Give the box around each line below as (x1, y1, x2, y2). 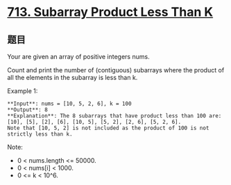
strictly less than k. (7, 131, 73, 138)
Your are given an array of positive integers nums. (7, 53, 151, 61)
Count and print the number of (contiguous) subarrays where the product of (7, 66, 225, 74)
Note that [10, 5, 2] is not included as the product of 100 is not (7, 124, 209, 131)
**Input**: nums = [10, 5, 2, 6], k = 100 (7, 100, 132, 107)
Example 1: (7, 87, 38, 95)
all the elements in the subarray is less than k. (7, 74, 138, 81)
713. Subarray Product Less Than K (7, 4, 214, 20)
